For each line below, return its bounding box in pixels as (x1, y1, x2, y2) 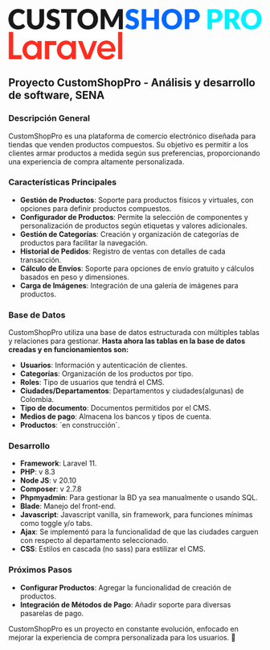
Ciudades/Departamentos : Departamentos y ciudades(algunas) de (19, 386, 244, 395)
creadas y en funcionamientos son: (8, 345, 129, 354)
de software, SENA (8, 89, 105, 102)
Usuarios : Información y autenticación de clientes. (19, 360, 188, 371)
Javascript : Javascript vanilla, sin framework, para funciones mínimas (19, 510, 253, 520)
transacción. (19, 255, 62, 264)
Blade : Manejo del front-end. (19, 501, 117, 511)
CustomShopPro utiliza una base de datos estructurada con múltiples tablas (8, 328, 260, 337)
